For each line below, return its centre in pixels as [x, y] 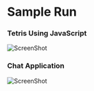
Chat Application [36, 66]
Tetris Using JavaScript [47, 34]
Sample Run [42, 12]
